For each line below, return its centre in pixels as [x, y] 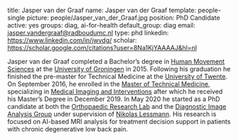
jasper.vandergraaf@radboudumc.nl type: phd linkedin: [88, 33]
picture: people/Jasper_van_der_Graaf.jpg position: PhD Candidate [123, 18]
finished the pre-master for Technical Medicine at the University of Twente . [118, 76]
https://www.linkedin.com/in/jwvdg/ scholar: [72, 40]
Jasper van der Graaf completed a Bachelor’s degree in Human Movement [116, 62]
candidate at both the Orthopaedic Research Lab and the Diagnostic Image [117, 106]
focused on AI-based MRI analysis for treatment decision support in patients [119, 122]
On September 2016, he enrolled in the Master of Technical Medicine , [109, 84]
